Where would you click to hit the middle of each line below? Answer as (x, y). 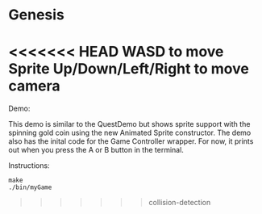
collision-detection (180, 203)
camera (34, 86)
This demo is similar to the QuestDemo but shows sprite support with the (129, 124)
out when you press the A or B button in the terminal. (96, 150)
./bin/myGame (30, 187)
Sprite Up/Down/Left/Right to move (129, 69)
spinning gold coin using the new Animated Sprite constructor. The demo (130, 133)
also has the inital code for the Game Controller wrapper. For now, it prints (131, 141)
